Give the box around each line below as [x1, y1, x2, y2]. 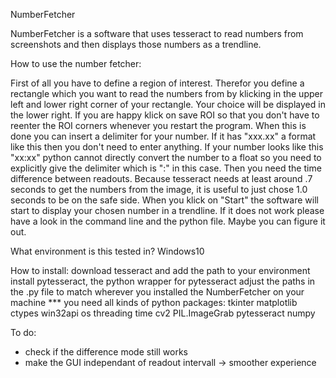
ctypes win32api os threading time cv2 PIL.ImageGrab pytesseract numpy [10, 307, 316, 319]
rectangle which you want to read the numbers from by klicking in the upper [10, 88, 323, 99]
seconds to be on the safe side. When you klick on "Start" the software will [10, 194, 319, 206]
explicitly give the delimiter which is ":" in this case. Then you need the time [10, 162, 322, 174]
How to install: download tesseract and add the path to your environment [10, 265, 311, 276]
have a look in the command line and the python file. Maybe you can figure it [10, 215, 326, 227]
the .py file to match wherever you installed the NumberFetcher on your [10, 286, 305, 298]
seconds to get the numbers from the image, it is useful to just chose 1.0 [10, 184, 308, 195]
